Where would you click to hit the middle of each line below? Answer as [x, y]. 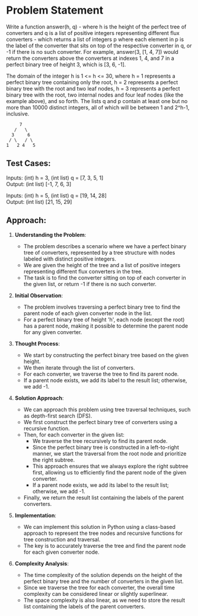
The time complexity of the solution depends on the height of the [103, 575]
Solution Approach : [39, 398]
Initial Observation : [39, 295]
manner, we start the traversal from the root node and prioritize [109, 453]
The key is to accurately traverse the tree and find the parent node [105, 546]
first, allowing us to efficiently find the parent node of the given [109, 472]
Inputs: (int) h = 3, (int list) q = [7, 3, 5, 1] [55, 178]
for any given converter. [53, 332]
